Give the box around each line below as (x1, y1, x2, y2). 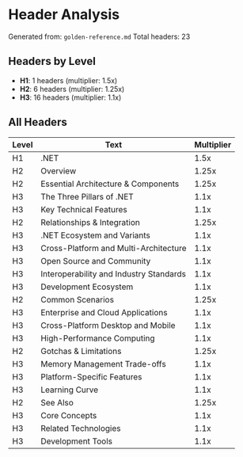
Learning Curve (40, 384, 99, 395)
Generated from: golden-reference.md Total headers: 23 (8, 32, 191, 41)
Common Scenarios (40, 294, 115, 305)
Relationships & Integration (40, 216, 140, 227)
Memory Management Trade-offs (40, 358, 166, 369)
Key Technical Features (40, 204, 128, 215)
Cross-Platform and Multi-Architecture (40, 242, 187, 253)
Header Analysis (8, 6, 120, 24)
